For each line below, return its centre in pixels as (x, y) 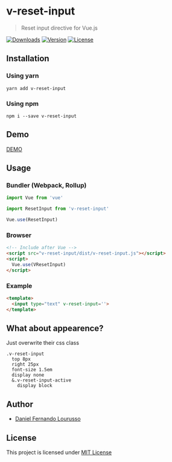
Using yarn (23, 76)
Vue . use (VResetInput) (39, 264)
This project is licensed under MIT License (59, 452)
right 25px (25, 365)
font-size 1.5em (32, 370)
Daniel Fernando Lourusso (48, 419)
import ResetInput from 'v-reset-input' (58, 209)
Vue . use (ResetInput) (32, 220)
